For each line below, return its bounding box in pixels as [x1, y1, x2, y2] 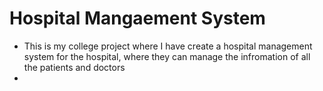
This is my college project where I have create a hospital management [23, 40, 313, 52]
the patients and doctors [23, 61, 126, 73]
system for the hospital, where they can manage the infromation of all [23, 50, 311, 62]
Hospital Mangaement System [9, 7, 266, 30]
